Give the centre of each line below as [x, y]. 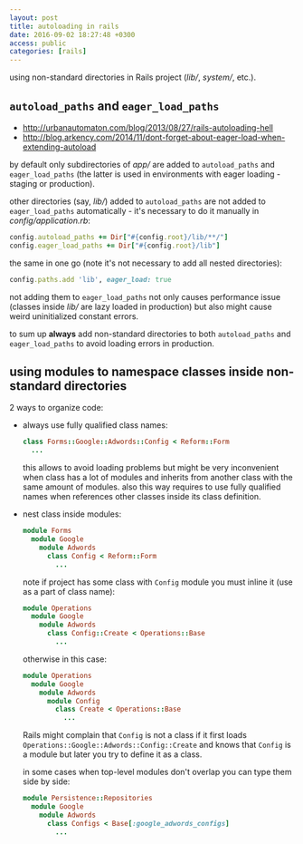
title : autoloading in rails [64, 26]
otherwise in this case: [64, 659]
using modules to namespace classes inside [137, 371]
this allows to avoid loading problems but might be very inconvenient [151, 468]
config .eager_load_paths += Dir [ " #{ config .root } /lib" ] [115, 246]
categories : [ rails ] [48, 52]
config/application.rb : [50, 220]
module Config [73, 701]
